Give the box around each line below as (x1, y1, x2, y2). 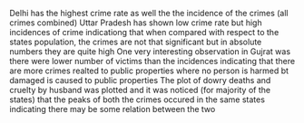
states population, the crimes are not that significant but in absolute (9, 36, 262, 47)
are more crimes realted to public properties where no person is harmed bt (9, 65, 289, 76)
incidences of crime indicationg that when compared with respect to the (9, 27, 279, 37)
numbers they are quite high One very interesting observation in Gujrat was (9, 46, 291, 57)
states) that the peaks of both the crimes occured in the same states (9, 94, 266, 105)
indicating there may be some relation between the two (9, 104, 216, 114)
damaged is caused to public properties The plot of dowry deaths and (9, 75, 271, 85)
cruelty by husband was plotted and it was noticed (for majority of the (9, 85, 270, 95)
